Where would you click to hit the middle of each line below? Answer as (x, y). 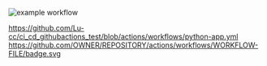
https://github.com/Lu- (47, 28)
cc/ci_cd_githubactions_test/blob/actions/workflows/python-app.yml (123, 37)
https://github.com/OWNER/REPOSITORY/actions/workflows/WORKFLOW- (133, 45)
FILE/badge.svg (34, 54)
